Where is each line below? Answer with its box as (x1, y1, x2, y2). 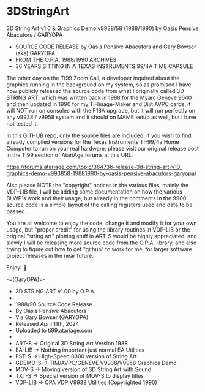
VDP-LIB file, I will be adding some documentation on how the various (6, 188, 182, 195)
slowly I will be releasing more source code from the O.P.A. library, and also (6, 239, 197, 246)
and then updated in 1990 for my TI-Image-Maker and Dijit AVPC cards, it (6, 100, 191, 108)
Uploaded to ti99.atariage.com (15, 326, 93, 334)
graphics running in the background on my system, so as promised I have (6, 81, 192, 88)
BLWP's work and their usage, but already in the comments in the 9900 (6, 194, 187, 202)
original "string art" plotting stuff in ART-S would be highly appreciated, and (6, 232, 197, 239)
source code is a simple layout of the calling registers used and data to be (6, 201, 193, 208)
